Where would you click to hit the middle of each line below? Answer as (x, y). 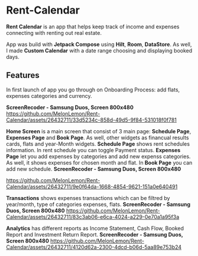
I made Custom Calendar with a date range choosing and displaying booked (99, 50)
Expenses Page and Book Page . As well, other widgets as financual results (98, 137)
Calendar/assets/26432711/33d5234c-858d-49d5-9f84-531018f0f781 (92, 120)
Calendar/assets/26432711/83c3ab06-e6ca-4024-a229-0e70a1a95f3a (93, 216)
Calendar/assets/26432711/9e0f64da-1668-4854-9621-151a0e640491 (92, 186)
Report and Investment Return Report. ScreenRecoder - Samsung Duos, (95, 234)
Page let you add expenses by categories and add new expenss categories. (98, 156)
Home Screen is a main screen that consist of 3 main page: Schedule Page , (99, 131)
